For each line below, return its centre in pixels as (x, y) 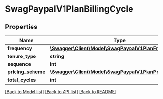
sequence (19, 64)
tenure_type (22, 56)
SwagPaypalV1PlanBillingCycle (69, 9)
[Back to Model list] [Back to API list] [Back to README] (61, 92)
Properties (21, 27)
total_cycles (22, 80)
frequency (20, 48)
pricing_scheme (26, 72)
